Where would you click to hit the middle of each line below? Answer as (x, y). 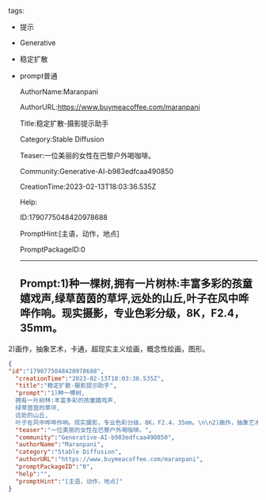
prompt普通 (38, 76)
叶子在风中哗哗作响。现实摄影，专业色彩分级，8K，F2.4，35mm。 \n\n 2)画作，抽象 (132, 422)
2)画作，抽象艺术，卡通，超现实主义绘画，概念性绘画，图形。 (109, 348)
